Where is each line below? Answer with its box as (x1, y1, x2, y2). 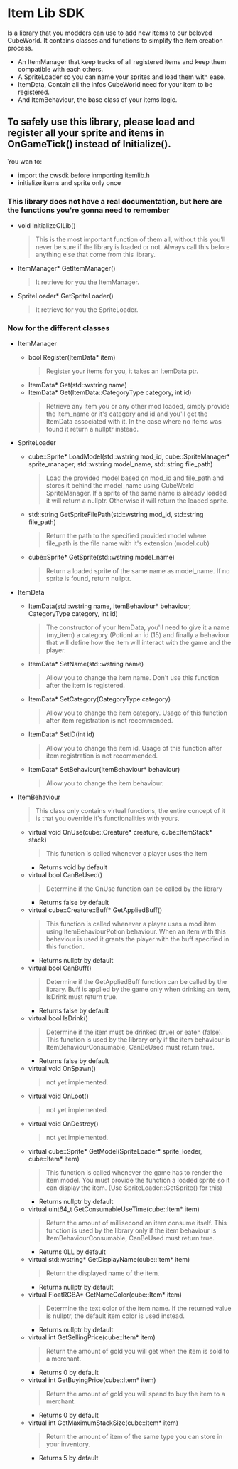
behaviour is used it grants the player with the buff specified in (45, 935, 229, 943)
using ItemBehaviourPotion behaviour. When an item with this (45, 927, 226, 936)
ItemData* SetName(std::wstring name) (28, 660, 144, 669)
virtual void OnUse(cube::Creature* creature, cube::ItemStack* (28, 828, 213, 837)
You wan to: (7, 157, 43, 165)
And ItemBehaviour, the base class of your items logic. (17, 95, 178, 104)
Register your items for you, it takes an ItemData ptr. (45, 367, 199, 375)
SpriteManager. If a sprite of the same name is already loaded (45, 489, 227, 498)
